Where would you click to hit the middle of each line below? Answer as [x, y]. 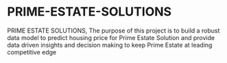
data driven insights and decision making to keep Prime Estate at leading [110, 45]
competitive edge [32, 52]
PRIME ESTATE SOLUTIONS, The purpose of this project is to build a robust [113, 30]
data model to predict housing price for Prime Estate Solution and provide [111, 37]
